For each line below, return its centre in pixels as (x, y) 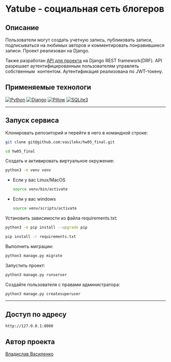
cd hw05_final (20, 151)
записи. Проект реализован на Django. (48, 51)
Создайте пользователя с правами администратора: (63, 284)
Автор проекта (30, 342)
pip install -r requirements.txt (41, 236)
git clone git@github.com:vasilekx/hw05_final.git (60, 142)
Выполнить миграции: (29, 246)
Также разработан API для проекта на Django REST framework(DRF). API (84, 61)
